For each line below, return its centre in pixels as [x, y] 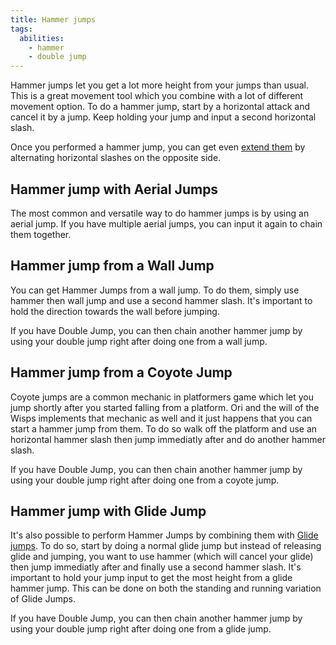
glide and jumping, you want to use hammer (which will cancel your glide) [162, 557]
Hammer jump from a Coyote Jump [121, 372]
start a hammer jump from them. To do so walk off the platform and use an [164, 428]
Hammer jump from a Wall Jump [112, 266]
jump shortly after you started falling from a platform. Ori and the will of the [165, 407]
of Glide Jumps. [43, 599]
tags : [21, 29]
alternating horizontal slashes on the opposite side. [116, 158]
